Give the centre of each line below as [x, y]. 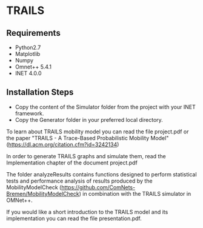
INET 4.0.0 [28, 73]
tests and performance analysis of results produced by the [79, 181]
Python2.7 [28, 47]
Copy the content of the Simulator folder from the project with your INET [105, 107]
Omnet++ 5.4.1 [33, 67]
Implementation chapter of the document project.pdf [72, 163]
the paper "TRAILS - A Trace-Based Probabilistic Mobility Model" [88, 138]
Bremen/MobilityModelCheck [43, 193]
